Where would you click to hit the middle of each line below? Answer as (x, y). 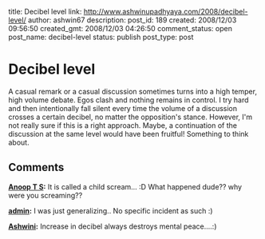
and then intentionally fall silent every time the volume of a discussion (123, 108)
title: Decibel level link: (45, 12)
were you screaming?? (45, 195)
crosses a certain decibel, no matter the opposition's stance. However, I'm (131, 117)
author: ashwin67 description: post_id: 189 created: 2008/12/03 (132, 20)
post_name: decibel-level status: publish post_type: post (101, 37)
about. (19, 142)
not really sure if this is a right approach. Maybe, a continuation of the (123, 125)
